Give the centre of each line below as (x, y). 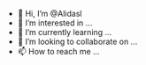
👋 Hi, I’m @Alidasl (50, 14)
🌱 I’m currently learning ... (65, 32)
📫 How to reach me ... (58, 51)
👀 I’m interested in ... (55, 23)
